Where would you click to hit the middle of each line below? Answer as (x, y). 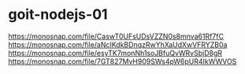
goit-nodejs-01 (58, 15)
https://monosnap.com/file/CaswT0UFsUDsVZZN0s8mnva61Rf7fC (116, 36)
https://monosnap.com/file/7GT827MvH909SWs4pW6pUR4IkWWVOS (122, 61)
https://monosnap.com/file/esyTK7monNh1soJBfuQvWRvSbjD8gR (115, 53)
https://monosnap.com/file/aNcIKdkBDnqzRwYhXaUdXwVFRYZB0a (118, 44)
